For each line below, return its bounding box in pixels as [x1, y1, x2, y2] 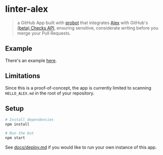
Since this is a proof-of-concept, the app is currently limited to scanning [5, 85, 152, 91]
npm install [5, 122, 30, 127]
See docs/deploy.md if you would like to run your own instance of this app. [5, 144, 157, 150]
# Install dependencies [5, 117, 54, 123]
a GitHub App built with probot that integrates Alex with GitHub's [17, 20, 148, 26]
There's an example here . [5, 58, 57, 63]
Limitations [5, 72, 40, 80]
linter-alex [5, 3, 48, 15]
